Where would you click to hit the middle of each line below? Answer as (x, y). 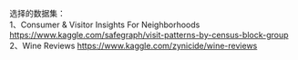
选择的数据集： (37, 13)
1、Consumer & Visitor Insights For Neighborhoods (105, 25)
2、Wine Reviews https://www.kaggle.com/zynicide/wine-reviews (134, 45)
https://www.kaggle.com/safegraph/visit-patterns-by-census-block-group (149, 35)
